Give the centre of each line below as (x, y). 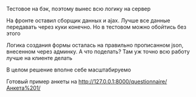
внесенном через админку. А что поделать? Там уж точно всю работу (98, 52)
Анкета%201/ (23, 88)
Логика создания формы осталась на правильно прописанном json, (95, 45)
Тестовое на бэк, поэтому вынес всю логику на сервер (79, 9)
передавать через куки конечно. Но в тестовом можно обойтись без (96, 27)
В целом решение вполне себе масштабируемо (69, 70)
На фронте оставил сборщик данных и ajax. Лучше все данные (88, 20)
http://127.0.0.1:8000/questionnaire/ (123, 82)
